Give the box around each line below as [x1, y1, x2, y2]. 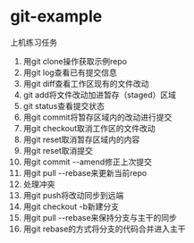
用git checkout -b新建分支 [22, 201, 120, 212]
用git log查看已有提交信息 [22, 67, 117, 78]
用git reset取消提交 [22, 145, 93, 155]
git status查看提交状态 [22, 100, 105, 111]
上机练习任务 [10, 37, 57, 47]
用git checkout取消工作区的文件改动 [22, 122, 156, 133]
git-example [10, 6, 103, 27]
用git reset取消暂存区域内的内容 [22, 134, 140, 145]
